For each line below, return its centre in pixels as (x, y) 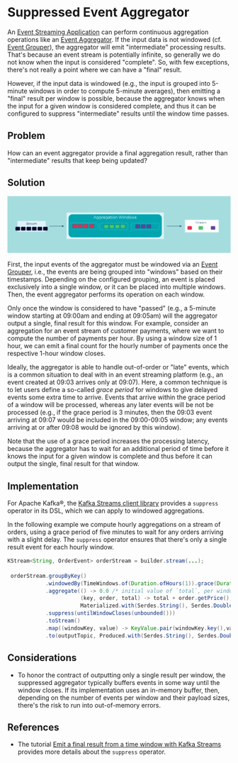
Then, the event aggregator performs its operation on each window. (106, 294)
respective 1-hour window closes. (57, 353)
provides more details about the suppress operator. (92, 752)
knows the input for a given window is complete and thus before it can (110, 456)
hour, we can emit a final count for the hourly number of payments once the (118, 346)
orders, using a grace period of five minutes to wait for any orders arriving (115, 532)
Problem (27, 136)
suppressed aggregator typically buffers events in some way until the (119, 682)
